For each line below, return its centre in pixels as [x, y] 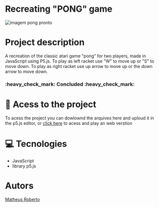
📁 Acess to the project [51, 104]
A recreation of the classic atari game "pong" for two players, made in [76, 56]
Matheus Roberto [23, 199]
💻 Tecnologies [36, 144]
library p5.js [24, 166]
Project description [45, 42]
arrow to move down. [26, 71]
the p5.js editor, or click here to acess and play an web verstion [69, 123]
